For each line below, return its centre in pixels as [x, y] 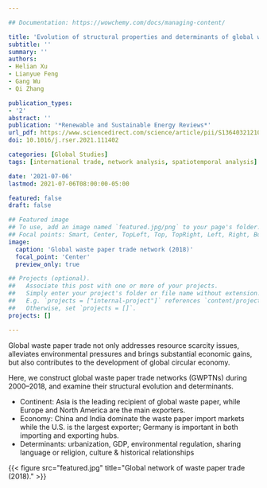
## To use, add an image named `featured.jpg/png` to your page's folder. [135, 228]
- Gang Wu [25, 81]
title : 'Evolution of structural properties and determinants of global [131, 37]
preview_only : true [48, 264]
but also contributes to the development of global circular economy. [119, 362]
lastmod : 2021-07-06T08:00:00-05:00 [69, 184]
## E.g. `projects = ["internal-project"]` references [104, 301]
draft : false [30, 205]
